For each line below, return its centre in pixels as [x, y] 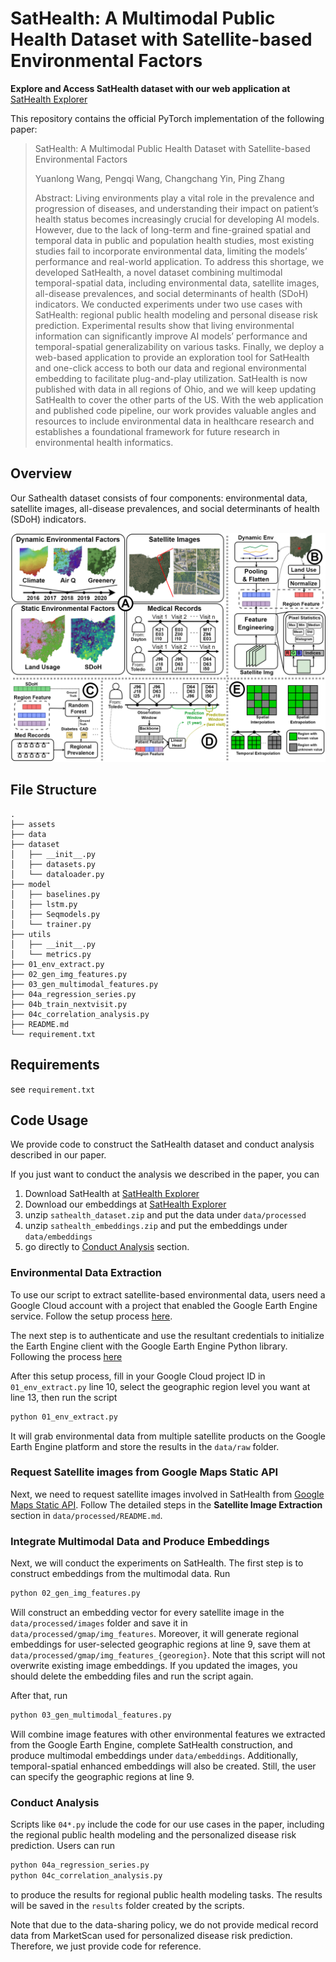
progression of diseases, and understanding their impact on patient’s [176, 208]
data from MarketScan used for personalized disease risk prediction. [151, 1935]
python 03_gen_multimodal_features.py [91, 1715]
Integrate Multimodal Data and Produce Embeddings [140, 1541]
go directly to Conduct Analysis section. [107, 1247]
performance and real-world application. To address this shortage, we [179, 261]
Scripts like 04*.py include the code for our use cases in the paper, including [167, 1824]
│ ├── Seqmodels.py [55, 914]
